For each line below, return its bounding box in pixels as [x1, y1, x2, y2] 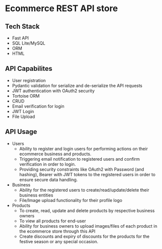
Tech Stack [5, 22, 40, 31]
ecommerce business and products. [19, 151, 92, 157]
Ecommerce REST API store [5, 3, 118, 14]
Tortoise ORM [12, 93, 40, 99]
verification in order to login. [19, 161, 76, 167]
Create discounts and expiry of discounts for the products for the [19, 233, 149, 239]
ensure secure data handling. [19, 177, 78, 183]
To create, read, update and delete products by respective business [19, 207, 155, 214]
